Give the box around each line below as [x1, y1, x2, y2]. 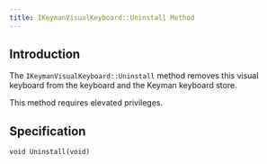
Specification [9, 123, 86, 139]
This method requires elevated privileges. [9, 97, 164, 108]
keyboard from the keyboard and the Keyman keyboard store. [9, 80, 237, 91]
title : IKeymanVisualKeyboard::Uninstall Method [9, 13, 195, 23]
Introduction [9, 47, 81, 62]
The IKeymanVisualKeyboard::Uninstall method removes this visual [9, 70, 259, 81]
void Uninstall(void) [9, 148, 91, 157]
